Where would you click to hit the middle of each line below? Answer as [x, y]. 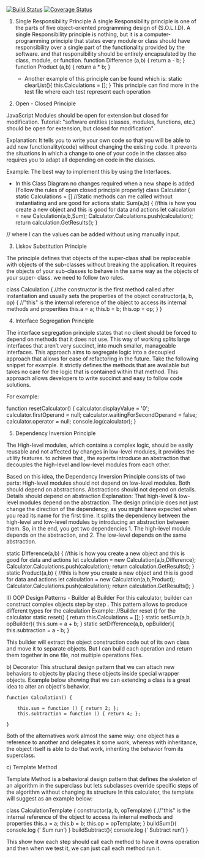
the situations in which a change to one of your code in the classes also [96, 153]
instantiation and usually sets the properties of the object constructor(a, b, [100, 296]
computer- [158, 34]
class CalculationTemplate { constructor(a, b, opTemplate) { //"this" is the [99, 810]
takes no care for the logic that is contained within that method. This [92, 371]
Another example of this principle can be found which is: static [103, 79]
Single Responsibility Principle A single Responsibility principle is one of [106, 21]
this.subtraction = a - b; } [38, 630]
